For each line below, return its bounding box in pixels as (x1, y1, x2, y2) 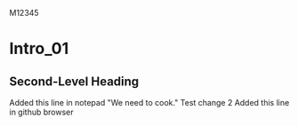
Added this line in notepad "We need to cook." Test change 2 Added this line (9, 98, 290, 107)
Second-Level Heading (9, 74, 140, 89)
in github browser (9, 106, 74, 117)
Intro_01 (9, 39, 69, 59)
